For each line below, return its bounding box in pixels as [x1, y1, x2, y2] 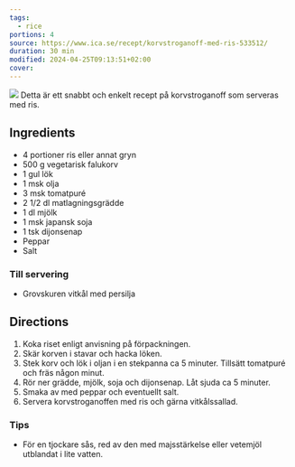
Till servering [9, 267, 69, 280]
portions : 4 [9, 30, 54, 39]
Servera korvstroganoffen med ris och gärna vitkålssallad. [22, 396, 239, 406]
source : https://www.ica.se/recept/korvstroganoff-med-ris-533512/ [9, 38, 269, 48]
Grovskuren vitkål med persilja [22, 288, 136, 299]
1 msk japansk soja [22, 216, 93, 227]
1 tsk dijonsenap [22, 226, 83, 237]
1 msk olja [22, 178, 60, 189]
